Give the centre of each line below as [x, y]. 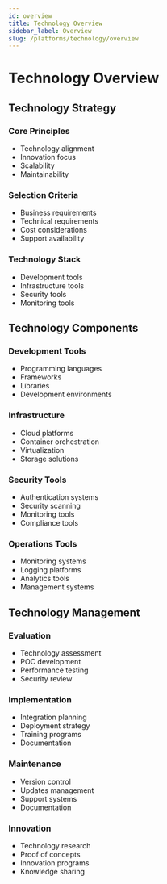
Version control [45, 781]
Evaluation [29, 635]
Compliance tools [49, 523]
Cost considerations [53, 230]
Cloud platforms [47, 433]
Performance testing [54, 670]
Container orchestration [59, 442]
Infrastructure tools [52, 285]
